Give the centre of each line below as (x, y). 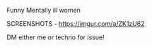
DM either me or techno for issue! (55, 37)
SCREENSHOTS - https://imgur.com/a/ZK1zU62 (76, 23)
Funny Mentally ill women (43, 10)
